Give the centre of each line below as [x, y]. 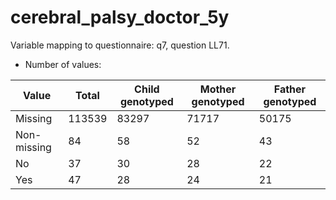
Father [290, 89]
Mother [218, 89]
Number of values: [63, 64]
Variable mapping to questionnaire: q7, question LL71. [120, 45]
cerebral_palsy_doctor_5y [120, 17]
